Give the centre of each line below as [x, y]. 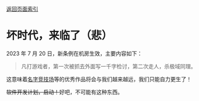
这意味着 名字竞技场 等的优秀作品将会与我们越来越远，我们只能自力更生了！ [99, 79]
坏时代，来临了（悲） [60, 36]
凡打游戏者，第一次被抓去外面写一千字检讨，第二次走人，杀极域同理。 [109, 66]
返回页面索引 [22, 9]
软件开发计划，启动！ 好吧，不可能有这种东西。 [64, 92]
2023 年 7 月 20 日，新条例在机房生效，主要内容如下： [74, 53]
